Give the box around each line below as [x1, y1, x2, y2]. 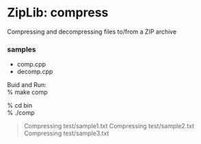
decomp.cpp [16, 67, 53, 76]
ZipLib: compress [7, 5, 109, 21]
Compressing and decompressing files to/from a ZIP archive [7, 27, 177, 36]
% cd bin [7, 101, 33, 110]
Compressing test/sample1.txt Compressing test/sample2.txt [23, 122, 195, 130]
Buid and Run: [7, 81, 46, 89]
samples [7, 45, 36, 54]
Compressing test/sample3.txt [23, 129, 109, 138]
